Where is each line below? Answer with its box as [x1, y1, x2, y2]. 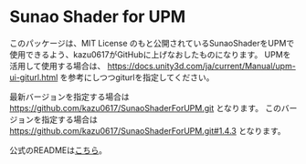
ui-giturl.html [9, 71, 58, 83]
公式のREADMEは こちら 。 [9, 144, 108, 156]
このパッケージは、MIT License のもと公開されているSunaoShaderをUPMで [9, 37, 295, 48]
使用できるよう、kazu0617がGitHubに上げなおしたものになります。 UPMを [9, 48, 291, 60]
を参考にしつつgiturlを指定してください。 [59, 71, 215, 83]
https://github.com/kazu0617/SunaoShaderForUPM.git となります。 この [9, 102, 281, 113]
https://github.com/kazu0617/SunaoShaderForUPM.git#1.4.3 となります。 [9, 125, 286, 136]
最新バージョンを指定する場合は [9, 91, 130, 102]
